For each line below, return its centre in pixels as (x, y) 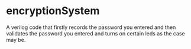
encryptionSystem (53, 11)
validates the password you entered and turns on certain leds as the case (96, 33)
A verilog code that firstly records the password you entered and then (91, 27)
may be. (16, 40)
